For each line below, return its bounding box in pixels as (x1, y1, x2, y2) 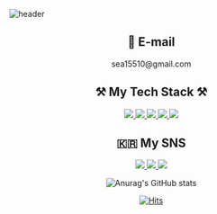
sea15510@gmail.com (111, 58, 192, 69)
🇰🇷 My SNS (116, 136, 186, 151)
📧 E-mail (127, 34, 176, 49)
